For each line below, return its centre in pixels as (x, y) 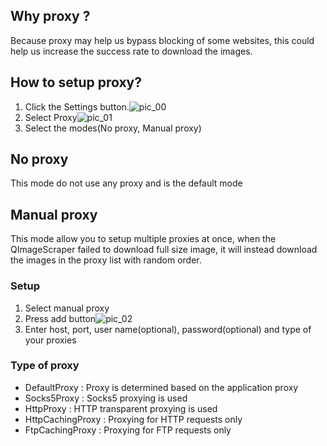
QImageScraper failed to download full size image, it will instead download (164, 250)
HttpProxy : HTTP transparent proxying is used (121, 408)
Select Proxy (51, 117)
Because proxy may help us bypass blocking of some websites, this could (162, 40)
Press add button (60, 318)
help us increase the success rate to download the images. (131, 51)
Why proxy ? (50, 16)
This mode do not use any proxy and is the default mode (126, 183)
